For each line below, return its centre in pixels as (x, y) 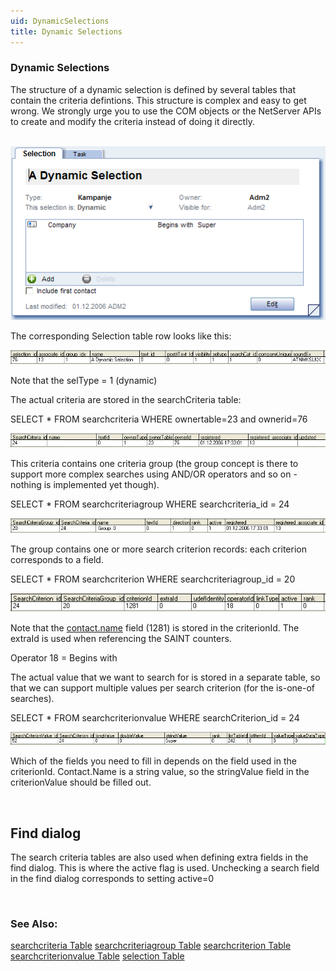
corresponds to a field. (57, 559)
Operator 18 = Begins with (64, 657)
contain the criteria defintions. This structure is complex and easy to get (158, 100)
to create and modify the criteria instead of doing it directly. (132, 121)
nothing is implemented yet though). (85, 485)
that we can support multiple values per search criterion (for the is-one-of (162, 687)
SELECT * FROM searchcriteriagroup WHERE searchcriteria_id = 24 (150, 504)
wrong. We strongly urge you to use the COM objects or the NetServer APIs (166, 111)
